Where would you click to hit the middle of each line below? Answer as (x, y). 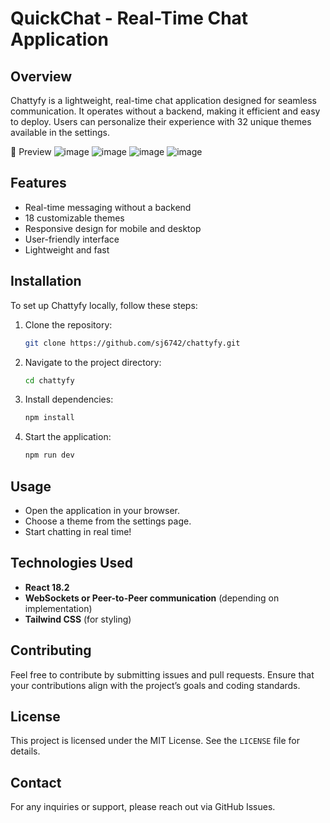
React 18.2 (47, 587)
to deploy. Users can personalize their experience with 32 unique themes (161, 121)
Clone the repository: (68, 324)
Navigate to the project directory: (93, 362)
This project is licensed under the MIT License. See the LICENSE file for (155, 741)
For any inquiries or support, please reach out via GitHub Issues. (143, 807)
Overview (41, 76)
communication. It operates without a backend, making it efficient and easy (165, 111)
